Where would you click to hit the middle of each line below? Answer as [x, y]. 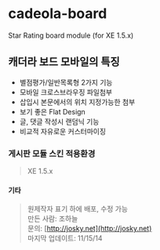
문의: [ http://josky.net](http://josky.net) [89, 229]
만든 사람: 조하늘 [53, 219]
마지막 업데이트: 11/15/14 [65, 238]
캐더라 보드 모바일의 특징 [64, 62]
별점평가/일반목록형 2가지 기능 [66, 82]
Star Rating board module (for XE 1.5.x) [71, 35]
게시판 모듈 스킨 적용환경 [52, 154]
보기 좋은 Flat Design [53, 111]
